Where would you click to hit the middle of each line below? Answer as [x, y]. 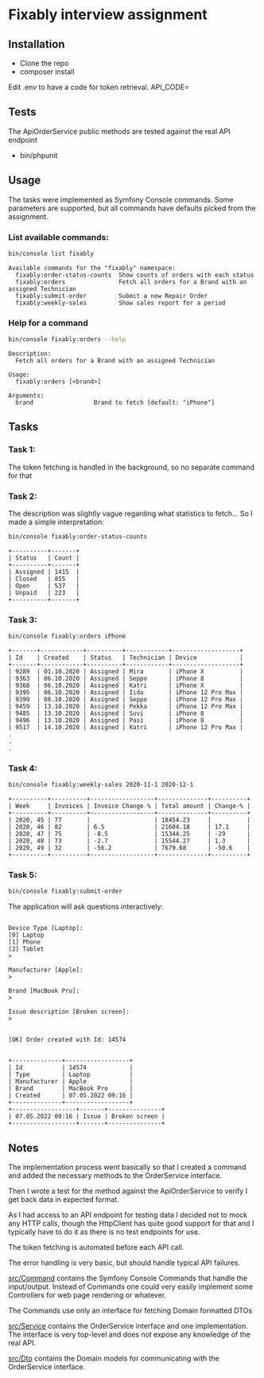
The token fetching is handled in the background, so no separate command [131, 467]
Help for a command [49, 323]
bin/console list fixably [51, 253]
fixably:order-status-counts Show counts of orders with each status [135, 275]
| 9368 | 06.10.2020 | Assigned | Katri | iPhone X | [126, 685]
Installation [37, 44]
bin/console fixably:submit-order [66, 891]
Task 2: [23, 496]
